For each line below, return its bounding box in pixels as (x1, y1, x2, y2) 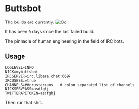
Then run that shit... (5, 99, 45, 105)
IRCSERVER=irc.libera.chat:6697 (5, 74, 71, 79)
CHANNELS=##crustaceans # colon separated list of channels (5, 82, 135, 87)
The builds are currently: (5, 19, 55, 25)
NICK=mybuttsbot (5, 69, 38, 74)
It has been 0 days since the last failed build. (5, 28, 94, 34)
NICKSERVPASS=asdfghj (5, 87, 49, 91)
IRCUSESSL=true (5, 78, 36, 83)
